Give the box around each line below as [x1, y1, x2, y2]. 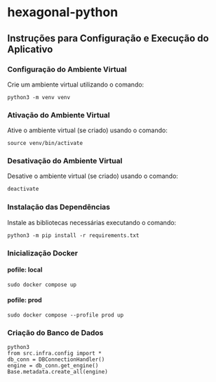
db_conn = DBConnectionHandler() [7, 356, 105, 363]
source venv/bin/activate [7, 140, 83, 147]
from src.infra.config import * [7, 350, 102, 357]
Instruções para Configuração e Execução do [7, 32, 209, 44]
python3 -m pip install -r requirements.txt [7, 231, 140, 239]
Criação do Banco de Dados [7, 328, 104, 338]
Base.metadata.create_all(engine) [7, 369, 109, 376]
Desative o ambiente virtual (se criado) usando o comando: [7, 172, 179, 180]
